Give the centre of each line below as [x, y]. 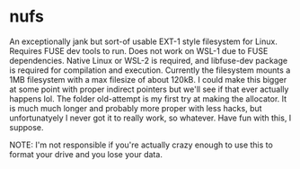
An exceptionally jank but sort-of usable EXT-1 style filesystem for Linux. [144, 41]
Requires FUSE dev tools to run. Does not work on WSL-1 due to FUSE [139, 50]
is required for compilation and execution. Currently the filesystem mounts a [150, 70]
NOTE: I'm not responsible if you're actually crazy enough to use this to [141, 145]
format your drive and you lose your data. [86, 154]
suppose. [26, 127]
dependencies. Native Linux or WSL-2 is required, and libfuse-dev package [149, 60]
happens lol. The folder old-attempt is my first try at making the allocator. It [148, 98]
